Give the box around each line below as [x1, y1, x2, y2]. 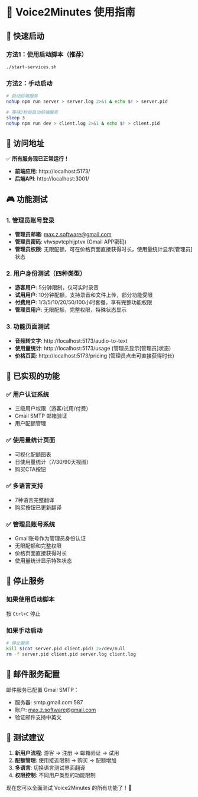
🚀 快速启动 [6, 31, 44, 41]
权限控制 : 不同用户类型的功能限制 [14, 771, 96, 779]
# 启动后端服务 [6, 93, 38, 99]
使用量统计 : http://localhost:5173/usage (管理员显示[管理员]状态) [14, 344, 171, 352]
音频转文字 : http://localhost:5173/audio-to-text [14, 337, 128, 344]
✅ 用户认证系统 [6, 390, 49, 398]
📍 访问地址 [6, 138, 44, 148]
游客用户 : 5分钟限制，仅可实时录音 [14, 284, 99, 291]
